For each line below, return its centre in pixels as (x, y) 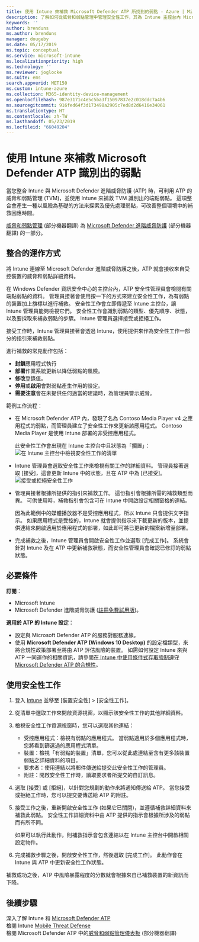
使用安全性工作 (33, 685)
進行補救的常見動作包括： (37, 351)
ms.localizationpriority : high (45, 61)
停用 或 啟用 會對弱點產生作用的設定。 (59, 385)
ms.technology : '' (29, 67)
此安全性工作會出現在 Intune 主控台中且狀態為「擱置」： (82, 445)
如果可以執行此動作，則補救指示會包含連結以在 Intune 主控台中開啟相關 (102, 835)
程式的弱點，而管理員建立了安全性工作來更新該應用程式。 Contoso (101, 425)
